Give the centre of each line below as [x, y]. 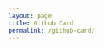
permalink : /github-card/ [51, 30]
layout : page [30, 16]
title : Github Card [41, 23]
